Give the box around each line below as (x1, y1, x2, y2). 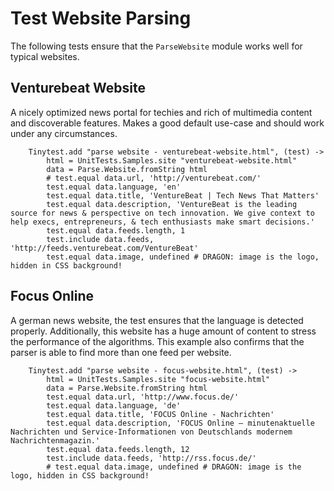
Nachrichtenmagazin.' (10, 435, 101, 446)
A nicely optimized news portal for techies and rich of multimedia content (10, 106, 313, 118)
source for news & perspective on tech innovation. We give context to (10, 208, 315, 218)
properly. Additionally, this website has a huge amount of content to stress (10, 325, 317, 337)
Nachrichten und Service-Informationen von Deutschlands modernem (10, 427, 293, 437)
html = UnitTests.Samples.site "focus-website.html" (46, 374, 271, 384)
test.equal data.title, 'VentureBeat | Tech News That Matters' (46, 190, 320, 201)
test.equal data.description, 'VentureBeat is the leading (46, 199, 298, 209)
